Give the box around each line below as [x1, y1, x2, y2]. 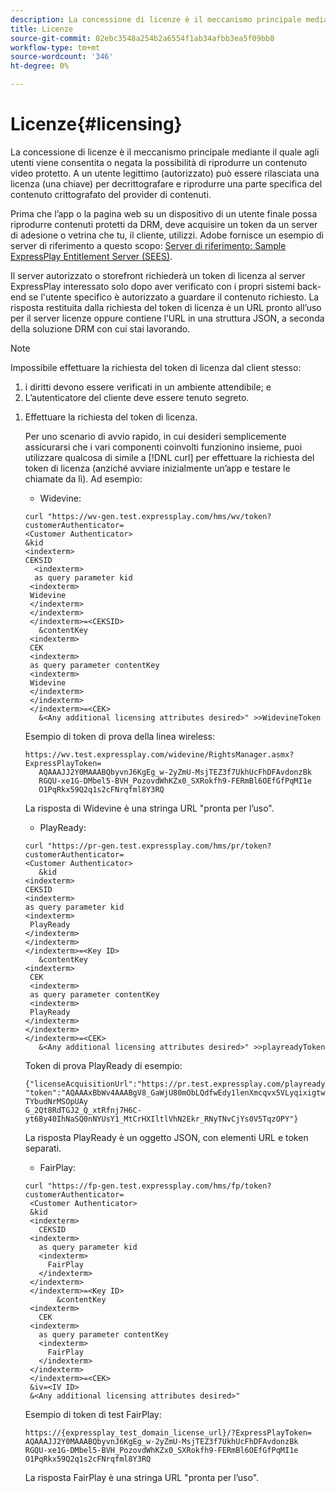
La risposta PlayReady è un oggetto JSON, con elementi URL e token [24, 1131, 309, 1143]
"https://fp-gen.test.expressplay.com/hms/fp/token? [47, 1181, 272, 1191]
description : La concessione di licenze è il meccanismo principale [10, 14, 302, 25]
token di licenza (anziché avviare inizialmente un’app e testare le [24, 462, 291, 474]
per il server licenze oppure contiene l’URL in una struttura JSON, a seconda [10, 312, 325, 324]
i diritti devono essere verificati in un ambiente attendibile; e [24, 381, 272, 393]
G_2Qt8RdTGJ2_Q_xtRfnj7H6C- [24, 1105, 142, 1115]
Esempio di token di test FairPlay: [24, 1408, 162, 1420]
